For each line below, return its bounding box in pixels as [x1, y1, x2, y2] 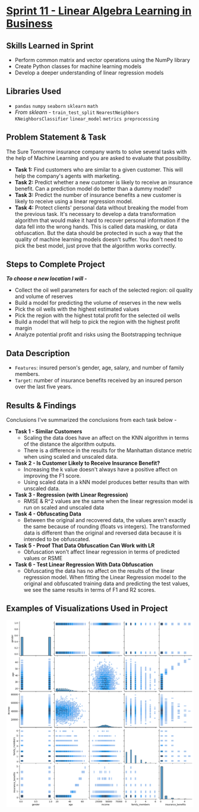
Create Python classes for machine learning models [14, 63, 141, 70]
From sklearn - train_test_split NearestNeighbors [14, 109, 140, 116]
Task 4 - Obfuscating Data [14, 510, 81, 517]
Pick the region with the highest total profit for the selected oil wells [14, 312, 180, 319]
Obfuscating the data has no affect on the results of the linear [23, 567, 175, 575]
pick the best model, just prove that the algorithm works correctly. [14, 242, 176, 249]
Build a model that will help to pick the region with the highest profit [14, 318, 180, 326]
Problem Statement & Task [6, 132, 106, 143]
